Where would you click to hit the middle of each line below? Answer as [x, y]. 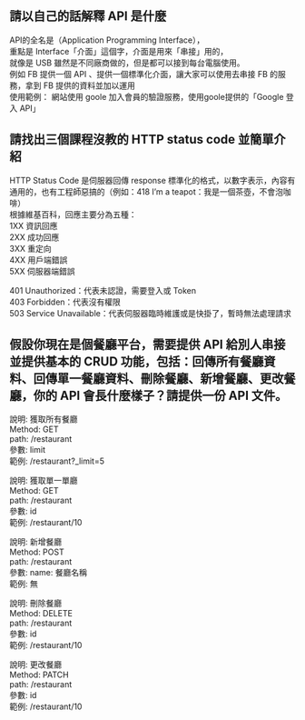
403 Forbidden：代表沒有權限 [65, 302]
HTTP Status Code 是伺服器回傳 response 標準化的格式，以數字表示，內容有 [152, 180]
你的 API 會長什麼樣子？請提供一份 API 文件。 [160, 396]
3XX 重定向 [30, 248]
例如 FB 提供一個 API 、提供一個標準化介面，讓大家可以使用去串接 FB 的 [144, 74]
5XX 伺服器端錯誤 [42, 271]
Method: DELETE [41, 614]
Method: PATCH [39, 675]
